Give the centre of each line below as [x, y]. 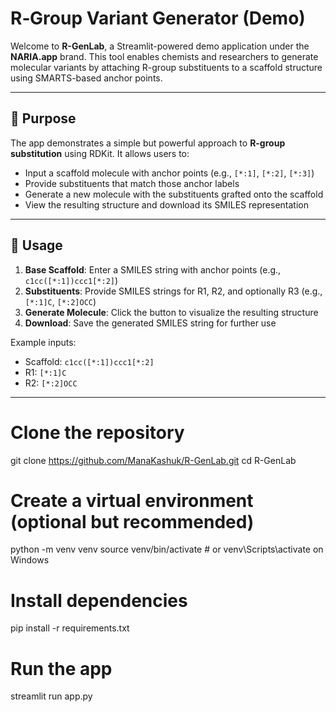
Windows [30, 560]
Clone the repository [97, 432]
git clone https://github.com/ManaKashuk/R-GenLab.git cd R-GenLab [153, 460]
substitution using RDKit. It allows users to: [100, 153]
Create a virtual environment [132, 500]
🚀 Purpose [43, 118]
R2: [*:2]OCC [51, 383]
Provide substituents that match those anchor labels [132, 183]
